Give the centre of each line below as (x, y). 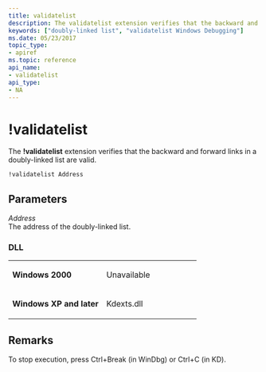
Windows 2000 (42, 275)
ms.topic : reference (43, 61)
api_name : (25, 68)
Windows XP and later (55, 304)
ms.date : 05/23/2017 (43, 38)
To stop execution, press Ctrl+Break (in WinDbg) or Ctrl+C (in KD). (117, 359)
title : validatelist (43, 16)
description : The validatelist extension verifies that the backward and (133, 23)
